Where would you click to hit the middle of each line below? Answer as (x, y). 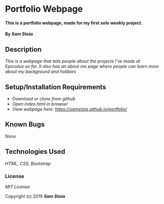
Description (23, 49)
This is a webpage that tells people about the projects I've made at (73, 61)
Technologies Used (35, 152)
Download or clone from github (44, 99)
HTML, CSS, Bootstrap (28, 163)
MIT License (18, 186)
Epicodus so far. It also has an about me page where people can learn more (82, 67)
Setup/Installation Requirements (56, 87)
